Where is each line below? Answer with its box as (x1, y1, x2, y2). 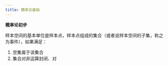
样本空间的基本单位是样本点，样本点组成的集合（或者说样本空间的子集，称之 (5, 32, 163, 38)
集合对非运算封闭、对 (12, 55, 57, 61)
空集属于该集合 (12, 49, 44, 55)
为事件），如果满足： (5, 38, 47, 44)
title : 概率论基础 (5, 7, 40, 12)
